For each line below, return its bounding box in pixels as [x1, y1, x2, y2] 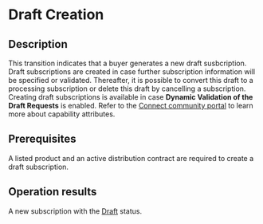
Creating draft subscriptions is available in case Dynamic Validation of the [8, 92, 253, 101]
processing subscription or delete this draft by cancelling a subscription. [8, 84, 246, 93]
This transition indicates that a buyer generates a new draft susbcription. [8, 58, 247, 68]
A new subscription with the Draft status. [8, 206, 143, 216]
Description [8, 37, 68, 51]
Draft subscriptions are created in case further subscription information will [8, 67, 256, 77]
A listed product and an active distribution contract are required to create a [8, 153, 254, 163]
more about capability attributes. [8, 109, 116, 119]
